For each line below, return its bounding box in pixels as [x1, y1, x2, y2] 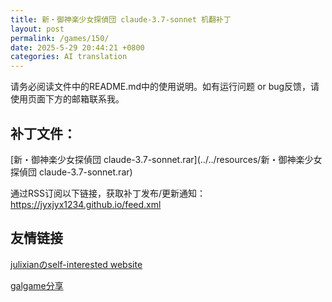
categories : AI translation [10, 52, 128, 62]
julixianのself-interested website [10, 258, 143, 270]
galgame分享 [10, 279, 64, 291]
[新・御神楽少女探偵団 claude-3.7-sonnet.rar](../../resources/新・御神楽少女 [10, 153, 323, 165]
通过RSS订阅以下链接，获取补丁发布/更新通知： [10, 187, 207, 199]
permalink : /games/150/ [10, 33, 110, 43]
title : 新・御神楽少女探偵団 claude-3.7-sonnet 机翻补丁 [10, 14, 232, 25]
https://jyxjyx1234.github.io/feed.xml [10, 198, 162, 210]
